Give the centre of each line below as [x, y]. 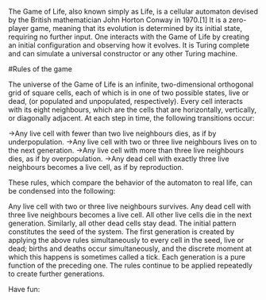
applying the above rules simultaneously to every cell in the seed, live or [126, 240]
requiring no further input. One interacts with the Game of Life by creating [129, 37]
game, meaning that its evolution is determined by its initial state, [136, 28]
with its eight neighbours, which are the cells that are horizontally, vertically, [132, 110]
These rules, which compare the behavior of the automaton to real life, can [130, 183]
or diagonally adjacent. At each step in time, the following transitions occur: [132, 118]
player [19, 28]
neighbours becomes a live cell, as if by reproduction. [96, 167]
